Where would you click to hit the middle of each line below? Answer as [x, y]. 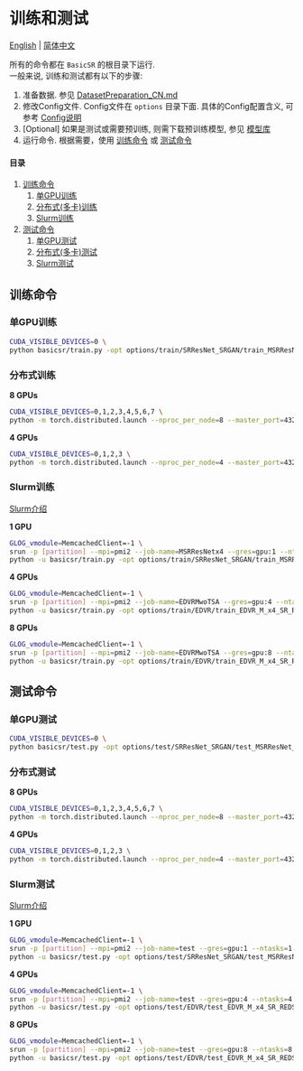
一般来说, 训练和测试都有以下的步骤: [76, 75]
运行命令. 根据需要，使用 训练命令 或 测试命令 [107, 140]
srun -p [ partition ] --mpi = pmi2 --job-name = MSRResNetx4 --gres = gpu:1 [143, 552]
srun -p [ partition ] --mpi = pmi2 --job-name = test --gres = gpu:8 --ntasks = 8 [151, 1050]
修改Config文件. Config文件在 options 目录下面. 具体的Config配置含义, [153, 106]
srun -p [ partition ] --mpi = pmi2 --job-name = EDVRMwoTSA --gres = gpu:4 [141, 602]
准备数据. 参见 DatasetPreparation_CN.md [100, 95]
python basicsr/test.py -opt [64, 747]
